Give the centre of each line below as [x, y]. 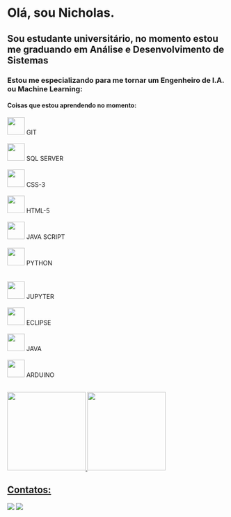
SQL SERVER [45, 158]
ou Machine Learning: [45, 88]
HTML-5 [38, 210]
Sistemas [28, 60]
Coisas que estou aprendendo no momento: [72, 105]
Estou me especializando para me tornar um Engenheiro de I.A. [116, 80]
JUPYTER [40, 296]
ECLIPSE [39, 323]
